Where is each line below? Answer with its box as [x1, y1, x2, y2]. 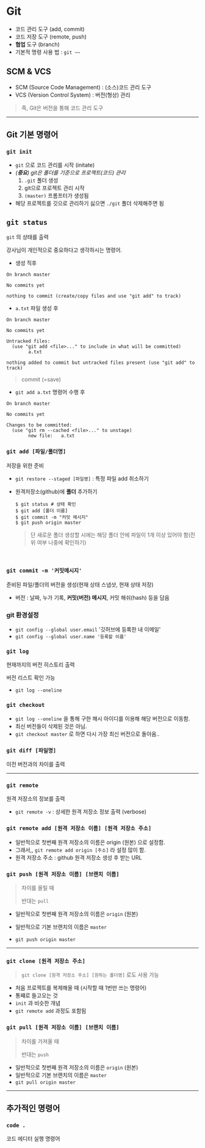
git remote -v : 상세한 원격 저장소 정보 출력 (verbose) [15, 808, 147, 815]
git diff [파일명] [6, 747, 57, 754]
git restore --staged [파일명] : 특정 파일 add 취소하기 [15, 475, 149, 482]
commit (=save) [21, 376, 61, 383]
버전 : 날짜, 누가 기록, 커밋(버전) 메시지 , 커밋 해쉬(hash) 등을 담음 [15, 594, 170, 601]
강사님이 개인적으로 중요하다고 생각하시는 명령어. [6, 246, 123, 254]
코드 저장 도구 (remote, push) [15, 32, 87, 40]
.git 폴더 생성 [24, 176, 59, 184]
